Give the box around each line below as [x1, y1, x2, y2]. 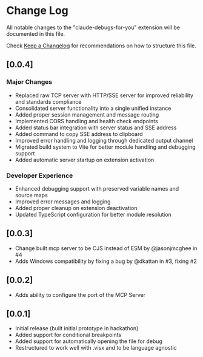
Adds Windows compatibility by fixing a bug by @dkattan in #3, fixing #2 [15, 257, 197, 265]
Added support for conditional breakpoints [15, 331, 122, 339]
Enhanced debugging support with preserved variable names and [15, 185, 179, 192]
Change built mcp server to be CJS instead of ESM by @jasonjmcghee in [15, 244, 198, 252]
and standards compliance [15, 98, 82, 105]
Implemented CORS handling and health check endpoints [15, 117, 159, 124]
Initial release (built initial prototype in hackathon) [15, 325, 139, 332]
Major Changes [6, 78, 53, 86]
